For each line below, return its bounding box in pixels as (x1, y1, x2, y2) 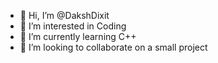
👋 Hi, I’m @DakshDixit (19, 10, 110, 21)
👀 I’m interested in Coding (19, 20, 127, 32)
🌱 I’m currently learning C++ (19, 31, 137, 42)
